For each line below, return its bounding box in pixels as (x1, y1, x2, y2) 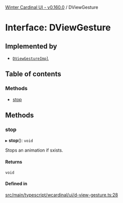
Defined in (5, 181, 28, 187)
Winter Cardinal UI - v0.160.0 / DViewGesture (5, 5, 98, 10)
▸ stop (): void (5, 138, 34, 144)
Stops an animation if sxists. (5, 147, 64, 153)
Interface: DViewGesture (5, 22, 111, 33)
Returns (5, 159, 23, 165)
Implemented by (5, 42, 57, 50)
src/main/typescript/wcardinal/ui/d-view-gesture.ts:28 (5, 191, 118, 198)
